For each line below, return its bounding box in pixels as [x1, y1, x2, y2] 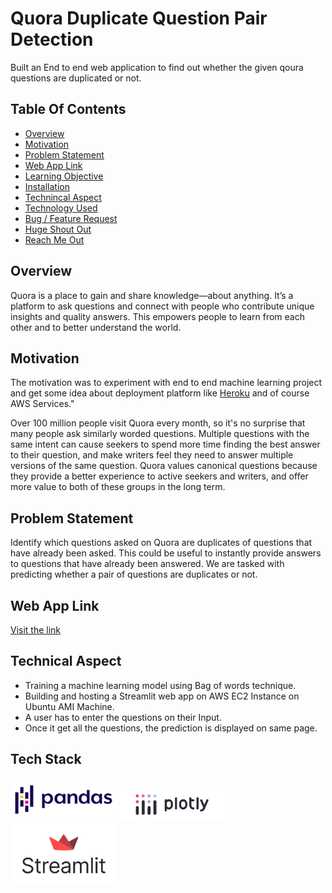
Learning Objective [24, 170, 104, 182]
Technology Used [24, 202, 98, 214]
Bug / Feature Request [24, 212, 118, 224]
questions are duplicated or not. [10, 72, 142, 84]
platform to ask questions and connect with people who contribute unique [10, 300, 315, 312]
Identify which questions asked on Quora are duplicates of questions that [10, 537, 313, 549]
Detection [10, 28, 94, 51]
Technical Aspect [10, 653, 122, 670]
